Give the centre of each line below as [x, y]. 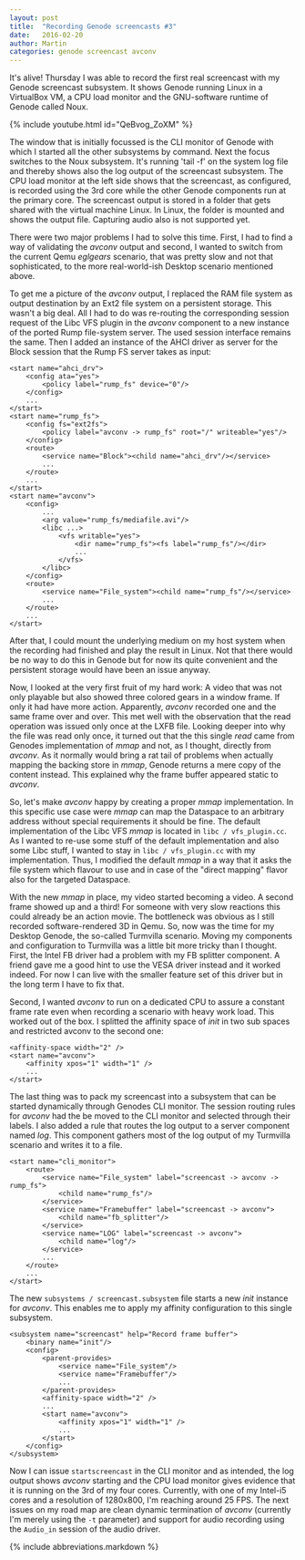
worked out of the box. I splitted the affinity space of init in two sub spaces [150, 1021]
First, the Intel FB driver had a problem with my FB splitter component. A [145, 956]
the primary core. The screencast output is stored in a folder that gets [140, 201]
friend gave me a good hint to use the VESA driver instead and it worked [145, 965]
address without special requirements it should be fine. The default [135, 821]
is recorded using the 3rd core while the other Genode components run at [148, 191]
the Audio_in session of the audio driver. [85, 1529]
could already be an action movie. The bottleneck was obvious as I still [142, 916]
